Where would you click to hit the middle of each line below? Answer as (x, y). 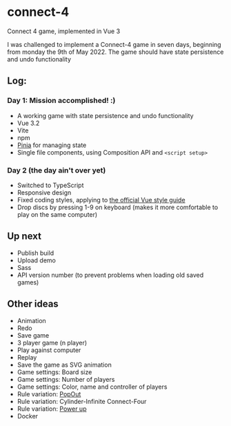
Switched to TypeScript (50, 185)
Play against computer (49, 350)
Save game (33, 335)
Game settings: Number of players (66, 379)
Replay (27, 357)
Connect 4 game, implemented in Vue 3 (64, 31)
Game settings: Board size (54, 372)
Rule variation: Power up (52, 409)
